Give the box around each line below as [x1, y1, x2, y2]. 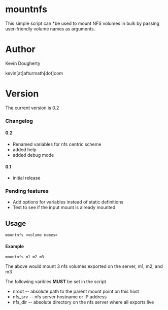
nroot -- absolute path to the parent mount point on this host [12, 288, 140, 295]
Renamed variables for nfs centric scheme [12, 141, 102, 147]
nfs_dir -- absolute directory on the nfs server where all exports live [12, 299, 154, 305]
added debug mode [12, 152, 54, 158]
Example [5, 243, 24, 249]
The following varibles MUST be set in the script [5, 279, 107, 285]
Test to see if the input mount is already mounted [12, 204, 116, 211]
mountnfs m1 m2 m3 [5, 255, 44, 260]
